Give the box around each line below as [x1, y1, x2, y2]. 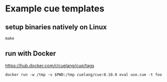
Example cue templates [5, 3, 104, 14]
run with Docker [5, 49, 56, 58]
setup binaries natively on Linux [5, 23, 107, 31]
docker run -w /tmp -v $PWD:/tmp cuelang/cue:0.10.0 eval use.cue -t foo [5, 72, 162, 77]
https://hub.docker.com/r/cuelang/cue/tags [5, 63, 94, 69]
